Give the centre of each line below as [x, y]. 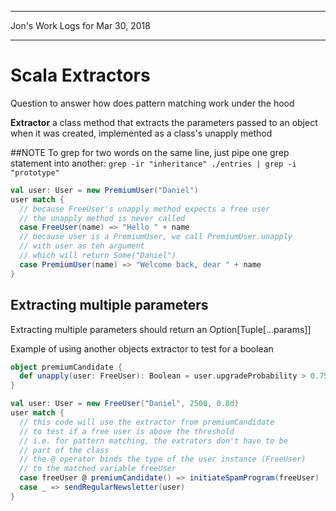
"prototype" [35, 172]
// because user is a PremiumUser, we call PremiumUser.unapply [156, 237]
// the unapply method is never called [102, 218]
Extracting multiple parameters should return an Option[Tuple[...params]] [161, 329]
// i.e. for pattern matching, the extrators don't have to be [153, 441]
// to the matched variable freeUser [98, 469]
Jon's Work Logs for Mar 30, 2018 [80, 25]
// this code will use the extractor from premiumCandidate [147, 422]
